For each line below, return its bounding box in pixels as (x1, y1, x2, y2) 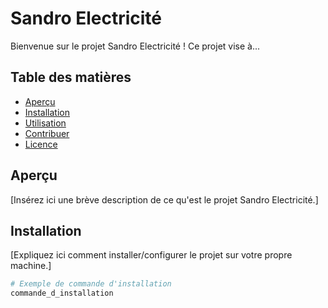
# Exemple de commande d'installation (10, 279, 172, 289)
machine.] (10, 260, 52, 272)
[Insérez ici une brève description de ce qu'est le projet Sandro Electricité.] (10, 193, 319, 206)
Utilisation (24, 117, 67, 129)
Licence (24, 138, 58, 150)
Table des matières (10, 69, 132, 86)
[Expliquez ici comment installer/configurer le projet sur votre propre (10, 249, 293, 261)
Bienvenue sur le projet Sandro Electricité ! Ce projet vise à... (10, 40, 261, 52)
